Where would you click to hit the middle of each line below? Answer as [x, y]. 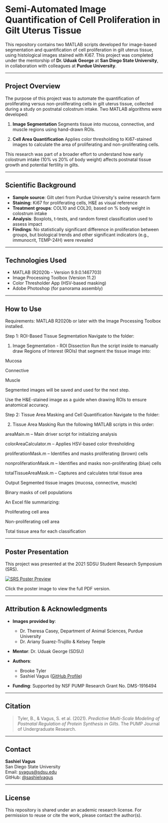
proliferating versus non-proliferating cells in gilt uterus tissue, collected [79, 103]
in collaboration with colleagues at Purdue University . [61, 66]
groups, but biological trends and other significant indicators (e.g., [80, 235]
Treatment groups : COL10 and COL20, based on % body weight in [81, 208]
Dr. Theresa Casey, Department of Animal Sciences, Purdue [81, 631]
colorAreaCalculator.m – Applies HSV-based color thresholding [70, 444]
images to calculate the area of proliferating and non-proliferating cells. [86, 144]
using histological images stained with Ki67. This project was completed [79, 55]
